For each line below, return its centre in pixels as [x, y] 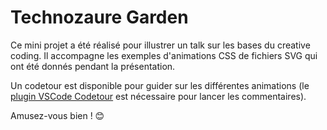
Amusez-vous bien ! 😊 [57, 115]
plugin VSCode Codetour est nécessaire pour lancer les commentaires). [158, 96]
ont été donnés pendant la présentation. [93, 66]
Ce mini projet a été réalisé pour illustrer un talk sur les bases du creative [160, 45]
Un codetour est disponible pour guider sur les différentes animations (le [160, 85]
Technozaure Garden [99, 17]
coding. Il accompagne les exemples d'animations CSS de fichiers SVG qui [164, 55]
